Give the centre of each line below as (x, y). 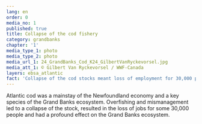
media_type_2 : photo (32, 56)
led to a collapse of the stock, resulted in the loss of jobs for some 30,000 (98, 108)
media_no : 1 (21, 23)
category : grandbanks (33, 40)
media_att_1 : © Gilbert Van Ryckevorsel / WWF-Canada (75, 67)
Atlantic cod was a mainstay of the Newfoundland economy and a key (93, 96)
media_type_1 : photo (32, 51)
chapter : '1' (23, 46)
